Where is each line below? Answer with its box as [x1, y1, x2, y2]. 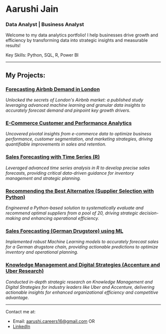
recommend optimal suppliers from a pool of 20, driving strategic [5, 210, 138, 216]
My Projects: [5, 71, 46, 79]
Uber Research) [5, 268, 44, 274]
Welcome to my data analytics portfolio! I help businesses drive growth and [5, 32, 158, 38]
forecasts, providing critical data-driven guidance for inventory [5, 170, 134, 176]
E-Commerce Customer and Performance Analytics [5, 120, 132, 126]
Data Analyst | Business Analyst [5, 21, 84, 28]
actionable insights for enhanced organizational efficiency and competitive [5, 289, 159, 295]
